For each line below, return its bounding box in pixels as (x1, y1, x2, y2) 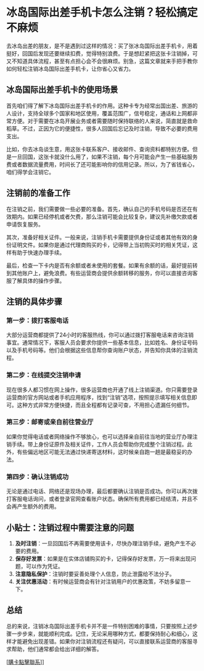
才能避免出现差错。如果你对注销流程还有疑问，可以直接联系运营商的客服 (11, 637, 192, 645)
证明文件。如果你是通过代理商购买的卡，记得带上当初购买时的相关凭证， (11, 241, 192, 248)
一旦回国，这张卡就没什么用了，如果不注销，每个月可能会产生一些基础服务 (11, 153, 198, 160)
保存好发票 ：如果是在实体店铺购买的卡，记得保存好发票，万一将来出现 (15, 554, 191, 562)
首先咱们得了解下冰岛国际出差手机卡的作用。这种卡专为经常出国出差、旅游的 (6, 102, 198, 109)
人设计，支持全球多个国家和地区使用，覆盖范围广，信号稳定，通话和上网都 (6, 109, 192, 117)
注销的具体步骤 (6, 296, 63, 307)
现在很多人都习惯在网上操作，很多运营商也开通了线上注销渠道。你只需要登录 (6, 386, 198, 393)
